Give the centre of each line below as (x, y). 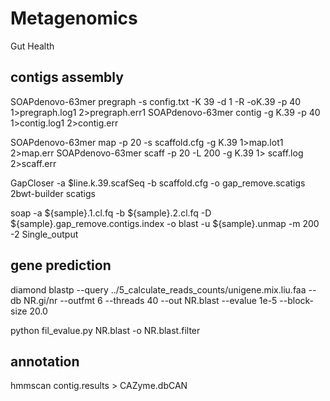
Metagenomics (74, 18)
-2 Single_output (44, 234)
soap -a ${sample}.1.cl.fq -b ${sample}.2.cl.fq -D (111, 213)
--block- (297, 300)
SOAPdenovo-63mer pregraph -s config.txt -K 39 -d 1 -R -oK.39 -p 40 (156, 101)
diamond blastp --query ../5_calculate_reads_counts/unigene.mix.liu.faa (158, 289)
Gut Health (32, 46)
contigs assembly (67, 77)
